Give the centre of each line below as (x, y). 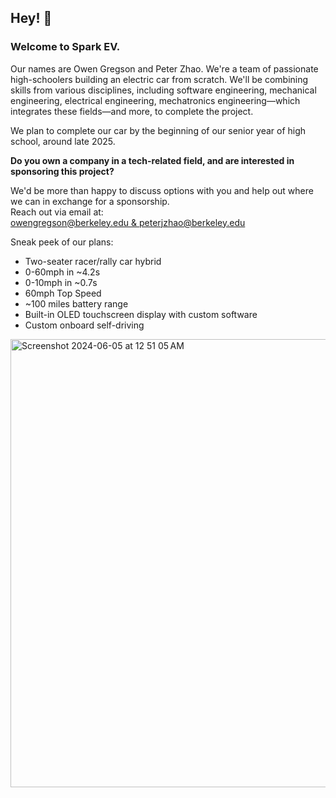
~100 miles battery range (76, 303)
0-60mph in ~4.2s (62, 272)
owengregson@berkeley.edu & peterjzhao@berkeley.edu (128, 222)
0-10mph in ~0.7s (61, 282)
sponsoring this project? (62, 171)
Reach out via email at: (57, 212)
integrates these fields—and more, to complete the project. (132, 111)
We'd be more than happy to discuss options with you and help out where (162, 190)
